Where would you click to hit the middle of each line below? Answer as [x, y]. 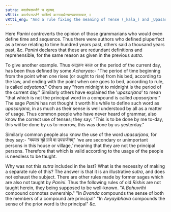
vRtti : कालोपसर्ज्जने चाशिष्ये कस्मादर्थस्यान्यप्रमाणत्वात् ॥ [48, 15]
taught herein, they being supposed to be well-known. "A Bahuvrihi [76, 188]
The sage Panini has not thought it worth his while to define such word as [82, 103]
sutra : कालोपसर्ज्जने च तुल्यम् [30, 10]
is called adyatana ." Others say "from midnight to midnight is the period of [83, 87]
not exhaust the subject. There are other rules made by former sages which [84, 177]
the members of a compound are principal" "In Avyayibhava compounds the [85, 199]
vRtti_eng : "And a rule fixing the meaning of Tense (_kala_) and [77, 19]
